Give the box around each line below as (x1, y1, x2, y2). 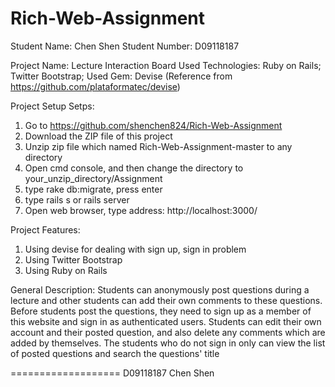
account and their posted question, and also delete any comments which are (10, 326, 326, 338)
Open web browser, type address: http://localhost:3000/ (24, 204, 258, 216)
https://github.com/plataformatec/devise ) (10, 80, 181, 92)
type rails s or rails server (24, 193, 130, 206)
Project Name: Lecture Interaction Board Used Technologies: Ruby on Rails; (10, 59, 322, 71)
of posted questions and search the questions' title (10, 347, 220, 359)
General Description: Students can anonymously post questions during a (10, 283, 310, 296)
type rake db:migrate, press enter (24, 183, 163, 195)
